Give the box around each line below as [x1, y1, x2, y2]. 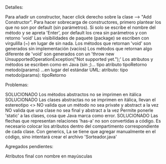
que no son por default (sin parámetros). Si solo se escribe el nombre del [5, 24, 156, 30]
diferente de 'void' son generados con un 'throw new [5, 51, 114, 57]
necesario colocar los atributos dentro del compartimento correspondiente [5, 123, 159, 129]
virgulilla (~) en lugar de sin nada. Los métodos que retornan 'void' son [5, 40, 151, 46]
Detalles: [5, 4, 23, 10]
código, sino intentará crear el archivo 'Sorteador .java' [5, 134, 117, 140]
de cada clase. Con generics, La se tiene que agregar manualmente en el [5, 129, 156, 134]
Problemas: [5, 82, 29, 88]
